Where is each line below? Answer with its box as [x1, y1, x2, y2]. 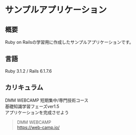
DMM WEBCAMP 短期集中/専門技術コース [5, 97, 89, 103]
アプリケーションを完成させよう [5, 109, 69, 115]
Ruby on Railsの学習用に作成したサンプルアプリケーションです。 [5, 39, 134, 45]
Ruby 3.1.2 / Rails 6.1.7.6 [5, 68, 52, 74]
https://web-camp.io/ [17, 124, 60, 130]
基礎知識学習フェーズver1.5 [5, 103, 60, 109]
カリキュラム [5, 83, 44, 92]
